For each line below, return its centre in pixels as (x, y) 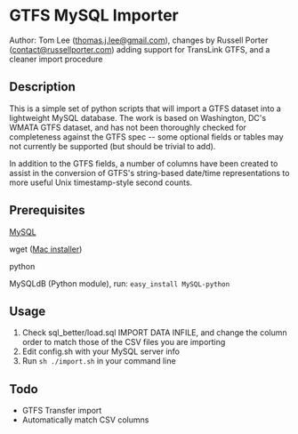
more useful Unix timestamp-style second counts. (101, 182)
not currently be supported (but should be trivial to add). (113, 146)
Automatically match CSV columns (85, 420)
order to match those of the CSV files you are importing (124, 342)
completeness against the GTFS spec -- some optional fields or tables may (146, 137)
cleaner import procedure (56, 59)
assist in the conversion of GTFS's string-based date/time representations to (149, 173)
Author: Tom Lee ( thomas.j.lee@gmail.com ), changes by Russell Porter (139, 40)
